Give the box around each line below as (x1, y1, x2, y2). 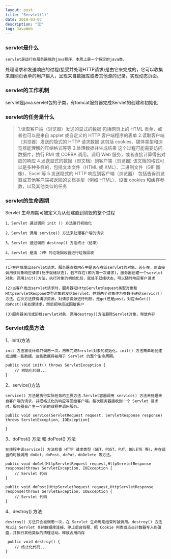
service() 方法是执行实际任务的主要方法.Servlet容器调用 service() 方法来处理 (5, 393, 159, 398)
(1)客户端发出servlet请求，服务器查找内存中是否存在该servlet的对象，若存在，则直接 (5, 265, 165, 270)
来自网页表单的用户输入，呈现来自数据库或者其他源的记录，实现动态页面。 (5, 73, 161, 79)
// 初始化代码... (14, 368, 47, 373)
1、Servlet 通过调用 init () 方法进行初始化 (5, 221, 92, 226)
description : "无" (5, 21, 44, 27)
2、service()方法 (5, 382, 41, 388)
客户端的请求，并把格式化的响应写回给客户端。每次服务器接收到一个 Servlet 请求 (9, 398, 159, 404)
